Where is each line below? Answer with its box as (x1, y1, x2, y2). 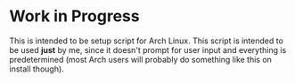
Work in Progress (9, 6, 140, 26)
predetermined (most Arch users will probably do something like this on (9, 54, 272, 64)
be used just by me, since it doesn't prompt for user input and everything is (9, 44, 287, 55)
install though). (9, 64, 64, 74)
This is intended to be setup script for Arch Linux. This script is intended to (9, 35, 283, 46)
